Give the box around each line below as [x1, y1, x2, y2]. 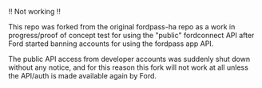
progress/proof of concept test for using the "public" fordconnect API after [8, 31, 255, 40]
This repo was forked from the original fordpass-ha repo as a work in [8, 22, 236, 31]
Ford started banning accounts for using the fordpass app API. [8, 39, 214, 48]
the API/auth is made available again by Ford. [8, 71, 157, 80]
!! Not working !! [8, 7, 62, 16]
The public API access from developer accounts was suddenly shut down [8, 55, 250, 63]
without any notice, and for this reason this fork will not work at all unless [8, 63, 249, 72]
